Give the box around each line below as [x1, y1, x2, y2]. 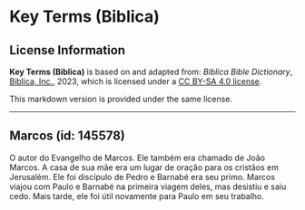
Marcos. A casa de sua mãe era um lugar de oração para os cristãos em [9, 161, 280, 173]
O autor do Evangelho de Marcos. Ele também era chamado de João [9, 152, 266, 163]
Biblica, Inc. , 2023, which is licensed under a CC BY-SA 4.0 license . [9, 76, 262, 87]
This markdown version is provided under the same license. [9, 93, 233, 104]
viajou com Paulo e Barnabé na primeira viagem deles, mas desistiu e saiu [9, 181, 287, 192]
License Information [9, 43, 125, 58]
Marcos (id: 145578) [9, 129, 125, 144]
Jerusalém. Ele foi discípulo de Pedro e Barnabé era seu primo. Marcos [9, 171, 275, 182]
